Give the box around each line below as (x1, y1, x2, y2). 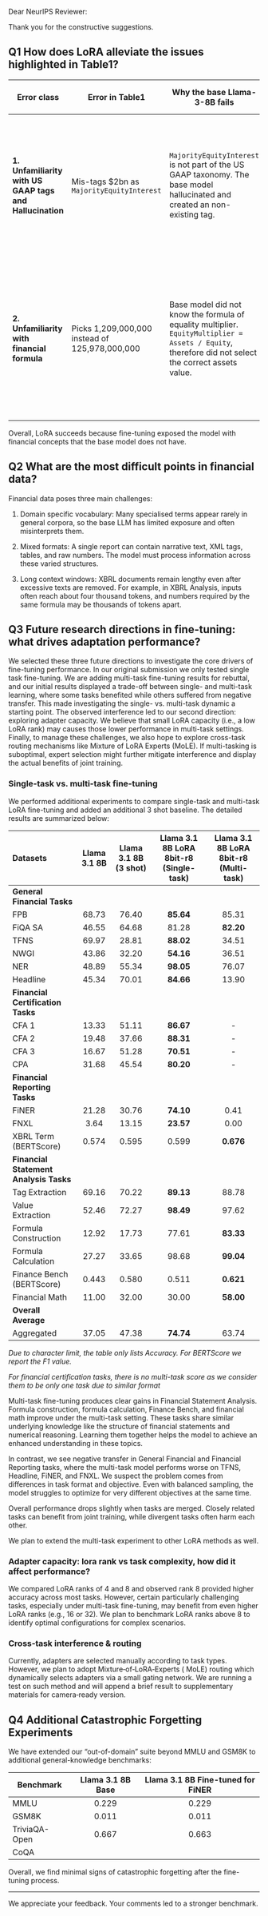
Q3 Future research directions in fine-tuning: (8, 623, 236, 636)
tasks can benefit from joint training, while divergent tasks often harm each (8, 1512, 255, 1521)
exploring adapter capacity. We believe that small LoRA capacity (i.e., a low (8, 715, 255, 726)
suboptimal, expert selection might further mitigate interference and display (8, 750, 257, 759)
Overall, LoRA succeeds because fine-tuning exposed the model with (8, 428, 237, 438)
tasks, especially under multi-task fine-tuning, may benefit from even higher (8, 1601, 259, 1611)
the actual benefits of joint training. (8, 759, 124, 768)
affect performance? (8, 1566, 90, 1577)
